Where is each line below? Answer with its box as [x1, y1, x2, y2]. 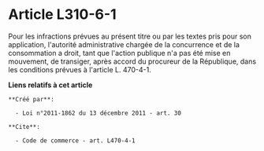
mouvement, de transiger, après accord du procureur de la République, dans [8, 57, 257, 66]
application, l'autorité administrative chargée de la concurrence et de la [8, 39, 240, 49]
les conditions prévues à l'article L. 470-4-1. [8, 64, 151, 74]
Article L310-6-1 [8, 6, 117, 24]
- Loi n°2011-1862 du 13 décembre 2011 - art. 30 [15, 109, 181, 117]
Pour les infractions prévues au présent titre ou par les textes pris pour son [8, 31, 252, 41]
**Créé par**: [8, 95, 55, 103]
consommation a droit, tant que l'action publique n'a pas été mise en [8, 48, 231, 57]
